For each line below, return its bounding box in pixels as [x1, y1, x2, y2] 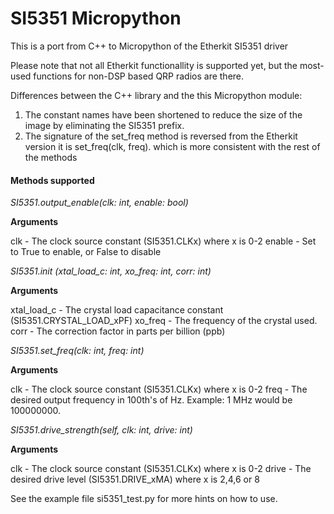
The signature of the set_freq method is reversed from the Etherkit [24, 130, 298, 142]
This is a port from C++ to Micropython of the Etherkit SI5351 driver [10, 40, 289, 52]
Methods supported [10, 174, 95, 186]
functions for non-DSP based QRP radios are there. [33, 70, 245, 82]
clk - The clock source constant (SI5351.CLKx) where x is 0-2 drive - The [10, 463, 312, 475]
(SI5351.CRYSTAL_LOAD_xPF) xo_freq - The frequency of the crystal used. [10, 315, 318, 327]
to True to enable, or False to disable [10, 246, 162, 258]
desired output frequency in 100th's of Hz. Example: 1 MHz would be [10, 394, 293, 406]
